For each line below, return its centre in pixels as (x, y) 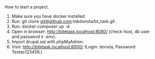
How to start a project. (27, 7)
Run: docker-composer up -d (41, 26)
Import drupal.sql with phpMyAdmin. (48, 42)
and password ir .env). (34, 36)
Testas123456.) (27, 52)
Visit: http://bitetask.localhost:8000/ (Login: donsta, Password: (74, 47)
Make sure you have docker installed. (49, 16)
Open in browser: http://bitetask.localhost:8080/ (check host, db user (81, 31)
